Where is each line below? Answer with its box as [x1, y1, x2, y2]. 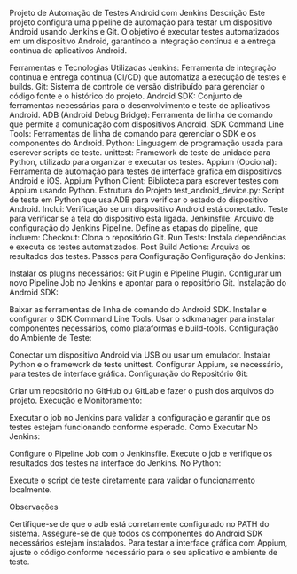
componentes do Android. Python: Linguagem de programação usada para [9, 138, 284, 148]
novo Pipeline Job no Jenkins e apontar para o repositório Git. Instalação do [9, 278, 286, 287]
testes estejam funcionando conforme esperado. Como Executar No [9, 421, 259, 432]
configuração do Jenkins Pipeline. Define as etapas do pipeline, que [9, 223, 259, 233]
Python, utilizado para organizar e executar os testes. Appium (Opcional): [9, 157, 277, 167]
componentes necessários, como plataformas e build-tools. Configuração [9, 323, 279, 334]
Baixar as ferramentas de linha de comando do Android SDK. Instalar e [9, 304, 268, 314]
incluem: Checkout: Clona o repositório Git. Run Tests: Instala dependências [9, 232, 287, 242]
